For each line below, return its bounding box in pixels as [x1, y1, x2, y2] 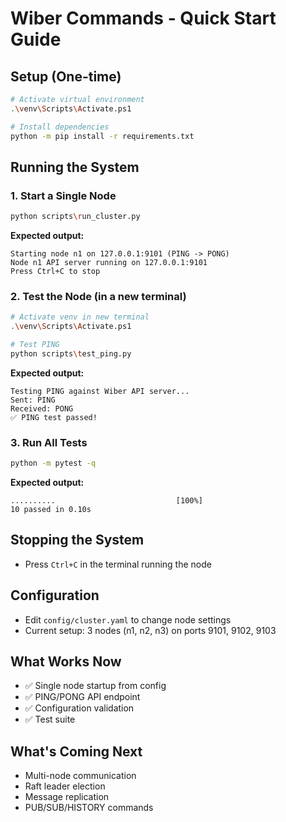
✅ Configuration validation [24, 702, 135, 714]
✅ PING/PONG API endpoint [24, 691, 141, 703]
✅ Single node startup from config [24, 680, 167, 692]
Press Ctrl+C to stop [10, 267, 101, 277]
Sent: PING [10, 395, 56, 405]
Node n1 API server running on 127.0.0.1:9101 [10, 258, 208, 268]
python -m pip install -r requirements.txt [10, 131, 195, 141]
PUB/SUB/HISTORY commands [24, 802, 154, 814]
